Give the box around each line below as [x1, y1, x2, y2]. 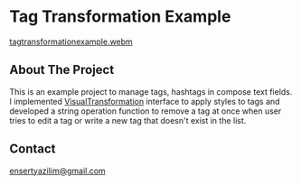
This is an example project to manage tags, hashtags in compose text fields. [9, 86, 293, 97]
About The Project [9, 62, 115, 78]
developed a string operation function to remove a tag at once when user [9, 106, 282, 116]
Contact [9, 142, 56, 157]
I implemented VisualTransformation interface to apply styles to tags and [9, 96, 280, 106]
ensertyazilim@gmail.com [9, 165, 106, 176]
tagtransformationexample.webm [9, 36, 133, 47]
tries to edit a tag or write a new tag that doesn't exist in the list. [9, 115, 247, 125]
